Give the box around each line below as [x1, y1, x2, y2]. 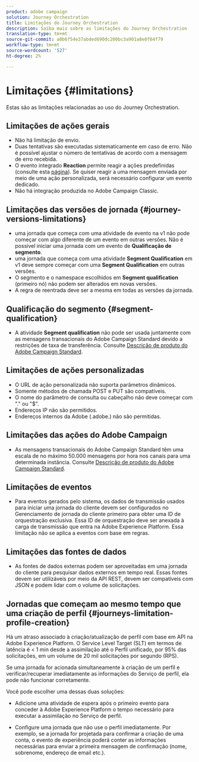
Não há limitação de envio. [14, 136, 80, 144]
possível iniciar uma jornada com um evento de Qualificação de [14, 242, 172, 250]
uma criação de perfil [6, 608, 87, 618]
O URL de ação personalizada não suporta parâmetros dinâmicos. [14, 381, 176, 388]
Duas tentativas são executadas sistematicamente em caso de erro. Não [14, 143, 192, 150]
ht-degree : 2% [6, 53, 42, 59]
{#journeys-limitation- [88, 608, 173, 618]
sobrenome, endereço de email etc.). [14, 749, 106, 757]
